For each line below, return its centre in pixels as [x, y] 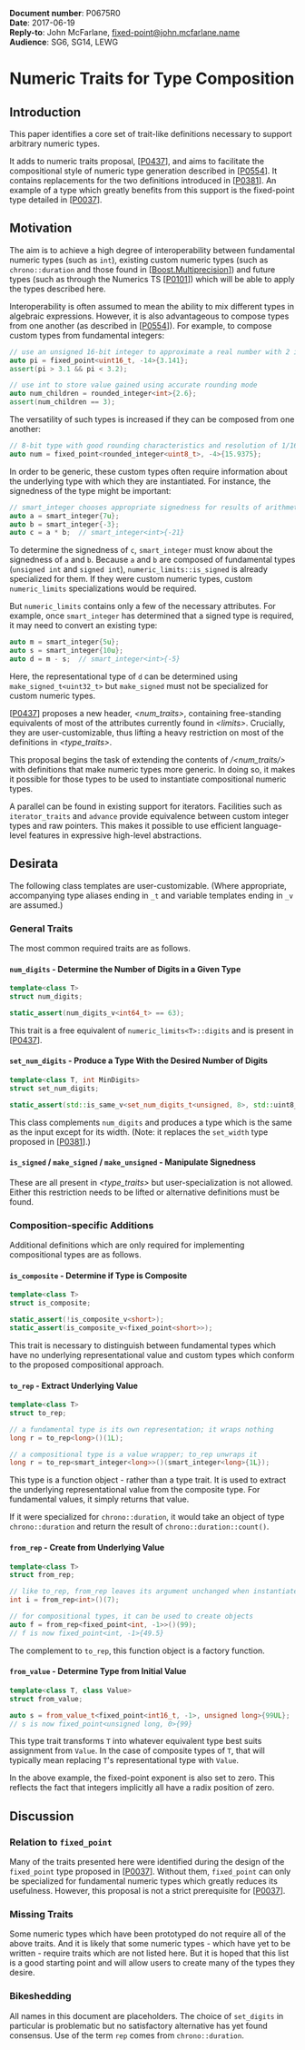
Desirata [34, 864]
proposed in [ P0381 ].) [50, 1141]
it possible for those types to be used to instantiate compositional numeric [148, 779]
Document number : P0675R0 [65, 13]
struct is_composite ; [50, 1303]
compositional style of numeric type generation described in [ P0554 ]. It [143, 171]
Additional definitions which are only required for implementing [127, 1245]
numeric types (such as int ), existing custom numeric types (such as [139, 260]
